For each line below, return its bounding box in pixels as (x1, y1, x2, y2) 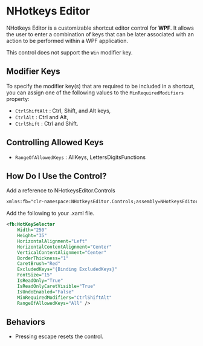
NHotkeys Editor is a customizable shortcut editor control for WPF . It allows (6, 24, 195, 31)
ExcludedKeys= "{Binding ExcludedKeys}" (17, 266, 118, 273)
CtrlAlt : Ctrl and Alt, (14, 113, 68, 120)
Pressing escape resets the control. (14, 333, 104, 340)
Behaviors (6, 316, 45, 327)
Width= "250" (17, 227, 47, 233)
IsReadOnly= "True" (17, 278, 63, 284)
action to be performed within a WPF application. (6, 37, 129, 44)
